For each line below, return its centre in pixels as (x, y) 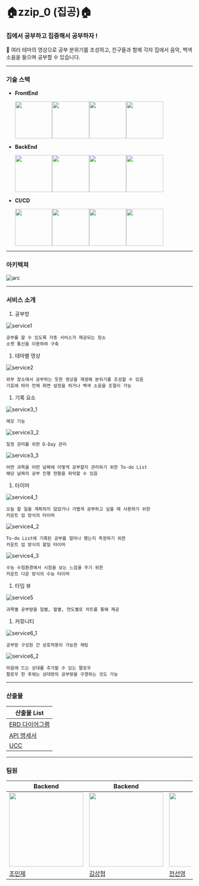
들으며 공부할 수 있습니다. (51, 57)
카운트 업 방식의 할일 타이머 (36, 545)
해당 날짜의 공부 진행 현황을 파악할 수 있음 (52, 474)
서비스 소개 (21, 300)
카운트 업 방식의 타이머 (31, 516)
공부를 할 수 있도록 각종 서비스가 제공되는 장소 (56, 338)
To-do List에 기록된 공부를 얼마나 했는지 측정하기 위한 (66, 539)
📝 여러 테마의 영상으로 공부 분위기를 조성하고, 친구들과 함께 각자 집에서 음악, (94, 50)
